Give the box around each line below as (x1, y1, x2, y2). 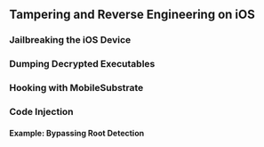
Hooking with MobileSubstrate (9, 82, 144, 94)
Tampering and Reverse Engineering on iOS (9, 7, 255, 22)
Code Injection (9, 106, 74, 118)
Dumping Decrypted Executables (9, 58, 156, 70)
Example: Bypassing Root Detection (9, 127, 145, 138)
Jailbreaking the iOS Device (9, 34, 132, 46)
